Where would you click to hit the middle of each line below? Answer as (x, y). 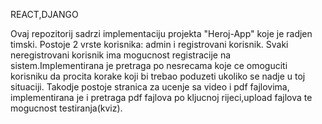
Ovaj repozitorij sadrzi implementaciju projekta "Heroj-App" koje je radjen (161, 33)
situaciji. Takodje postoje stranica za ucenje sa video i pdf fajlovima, (150, 87)
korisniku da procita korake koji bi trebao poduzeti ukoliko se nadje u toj (158, 76)
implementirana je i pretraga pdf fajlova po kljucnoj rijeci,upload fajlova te (161, 97)
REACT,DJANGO (44, 14)
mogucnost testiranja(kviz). (66, 108)
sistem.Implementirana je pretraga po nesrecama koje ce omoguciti (149, 65)
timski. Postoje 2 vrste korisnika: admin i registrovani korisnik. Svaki (149, 44)
